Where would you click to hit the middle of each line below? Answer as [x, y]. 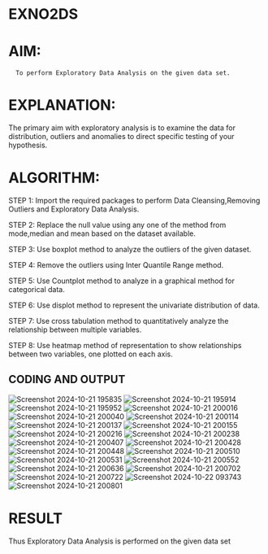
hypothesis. [28, 145]
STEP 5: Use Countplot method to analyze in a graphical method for [122, 281]
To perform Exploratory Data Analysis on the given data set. [123, 73]
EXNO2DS [43, 14]
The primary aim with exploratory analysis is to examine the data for [122, 128]
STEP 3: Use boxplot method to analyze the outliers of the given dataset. [130, 249]
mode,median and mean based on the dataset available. [102, 233]
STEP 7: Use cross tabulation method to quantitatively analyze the [119, 321]
